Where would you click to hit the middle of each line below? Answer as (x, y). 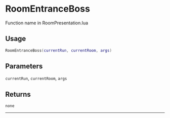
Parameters (24, 66)
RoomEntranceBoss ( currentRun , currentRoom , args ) (59, 50)
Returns (18, 94)
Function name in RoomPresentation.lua (47, 23)
